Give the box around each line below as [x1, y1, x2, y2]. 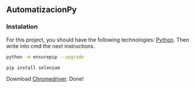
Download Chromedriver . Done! [6, 76, 84, 83]
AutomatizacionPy [6, 5, 77, 15]
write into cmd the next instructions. [6, 42, 95, 49]
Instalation [6, 23, 38, 31]
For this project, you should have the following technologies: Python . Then [6, 36, 190, 43]
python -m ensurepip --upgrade [6, 54, 84, 60]
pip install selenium [6, 65, 60, 71]
